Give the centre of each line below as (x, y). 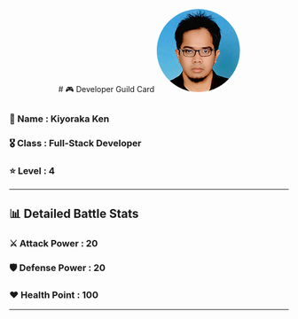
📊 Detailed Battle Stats (74, 214)
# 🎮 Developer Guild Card (106, 89)
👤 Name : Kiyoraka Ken (59, 119)
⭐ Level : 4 (32, 171)
